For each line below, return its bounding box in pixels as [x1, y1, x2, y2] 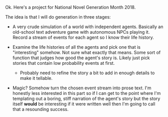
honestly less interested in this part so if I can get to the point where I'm [12, 90, 161, 96]
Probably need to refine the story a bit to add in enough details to [20, 70, 155, 76]
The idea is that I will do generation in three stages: [5, 14, 111, 20]
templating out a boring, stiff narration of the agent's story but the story [12, 95, 160, 101]
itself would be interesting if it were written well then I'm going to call [12, 101, 155, 107]
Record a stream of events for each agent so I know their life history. [12, 35, 154, 40]
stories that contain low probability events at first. [12, 60, 115, 66]
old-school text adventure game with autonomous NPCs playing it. [12, 29, 150, 35]
